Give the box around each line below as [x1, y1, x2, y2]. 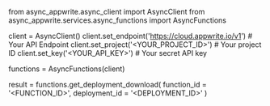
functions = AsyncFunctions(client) [8, 64, 125, 74]
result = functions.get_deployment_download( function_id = [8, 80, 208, 89]
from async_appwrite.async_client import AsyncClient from [8, 7, 205, 16]
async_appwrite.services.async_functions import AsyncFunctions [8, 15, 226, 25]
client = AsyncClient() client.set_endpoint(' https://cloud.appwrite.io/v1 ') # [8, 32, 253, 40]
